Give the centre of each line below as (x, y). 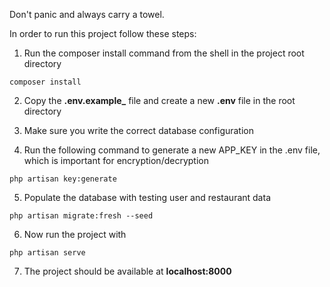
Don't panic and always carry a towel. (87, 14)
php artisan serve (47, 253)
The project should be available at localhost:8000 (127, 271)
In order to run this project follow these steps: (103, 33)
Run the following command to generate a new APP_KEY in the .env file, (172, 150)
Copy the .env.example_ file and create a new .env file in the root (159, 100)
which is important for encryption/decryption (116, 160)
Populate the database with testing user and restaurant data (147, 197)
